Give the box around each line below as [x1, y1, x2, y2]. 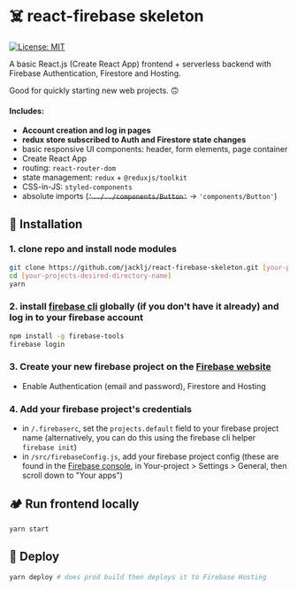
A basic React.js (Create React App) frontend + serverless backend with [9, 58, 272, 69]
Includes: [9, 105, 45, 116]
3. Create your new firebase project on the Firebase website [9, 361, 271, 373]
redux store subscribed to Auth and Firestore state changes [21, 134, 247, 145]
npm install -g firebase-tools [9, 332, 125, 341]
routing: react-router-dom [21, 163, 117, 173]
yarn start [9, 525, 49, 533]
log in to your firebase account [9, 311, 144, 324]
